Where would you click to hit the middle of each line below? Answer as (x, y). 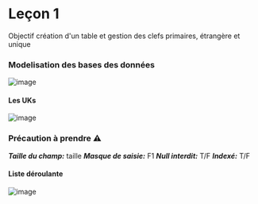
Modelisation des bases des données (81, 64)
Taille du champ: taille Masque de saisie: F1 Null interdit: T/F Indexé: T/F (129, 156)
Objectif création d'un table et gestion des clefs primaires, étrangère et (124, 36)
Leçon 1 (34, 14)
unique (19, 44)
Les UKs (22, 100)
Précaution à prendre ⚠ (55, 138)
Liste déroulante (36, 174)
